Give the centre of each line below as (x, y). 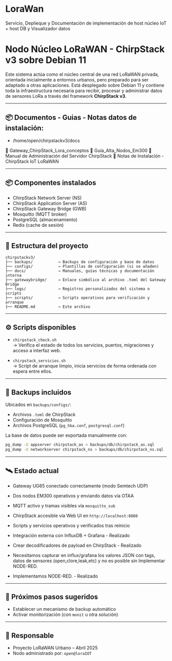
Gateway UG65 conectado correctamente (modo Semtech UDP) (80, 486)
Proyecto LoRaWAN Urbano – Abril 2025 (55, 648)
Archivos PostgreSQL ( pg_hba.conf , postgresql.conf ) (69, 425)
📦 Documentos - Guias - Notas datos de (71, 118)
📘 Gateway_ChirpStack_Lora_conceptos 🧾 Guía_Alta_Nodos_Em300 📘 (79, 150)
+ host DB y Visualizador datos (38, 28)
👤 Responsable (30, 635)
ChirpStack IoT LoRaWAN (32, 161)
